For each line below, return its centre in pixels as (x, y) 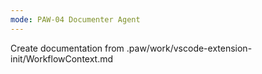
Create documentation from (67, 48)
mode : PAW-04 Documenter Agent (75, 19)
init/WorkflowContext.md (62, 58)
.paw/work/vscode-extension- (189, 48)
